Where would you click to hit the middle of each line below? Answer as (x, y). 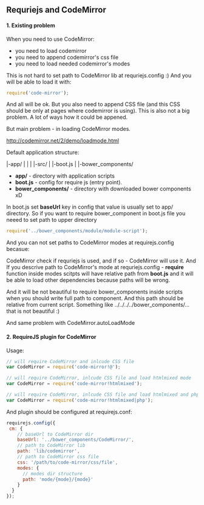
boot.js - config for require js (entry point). (69, 182)
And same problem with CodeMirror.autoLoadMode (71, 323)
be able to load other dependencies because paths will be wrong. (88, 280)
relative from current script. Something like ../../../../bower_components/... (98, 305)
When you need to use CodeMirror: (50, 39)
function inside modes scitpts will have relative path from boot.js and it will (100, 274)
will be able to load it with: (39, 82)
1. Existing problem (31, 25)
